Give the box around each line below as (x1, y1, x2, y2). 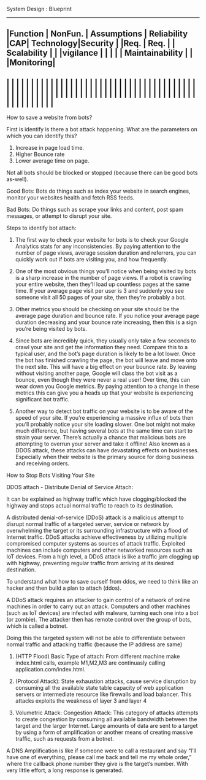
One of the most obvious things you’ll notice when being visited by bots (15, 268, 196, 275)
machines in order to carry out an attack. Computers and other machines (6, 603, 191, 610)
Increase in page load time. (15, 144, 85, 152)
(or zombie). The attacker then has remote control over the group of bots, (6, 616, 192, 624)
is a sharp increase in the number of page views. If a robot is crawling (15, 274, 192, 282)
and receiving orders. (15, 460, 70, 467)
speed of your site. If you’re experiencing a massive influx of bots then (15, 414, 194, 422)
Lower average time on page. (15, 157, 90, 164)
